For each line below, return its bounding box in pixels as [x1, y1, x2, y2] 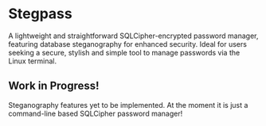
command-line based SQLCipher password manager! [8, 109, 183, 118]
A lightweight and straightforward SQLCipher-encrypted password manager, [8, 31, 259, 40]
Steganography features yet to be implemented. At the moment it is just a [8, 100, 248, 109]
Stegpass [8, 5, 73, 23]
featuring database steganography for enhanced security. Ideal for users [8, 39, 247, 48]
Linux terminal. [8, 56, 57, 66]
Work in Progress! [8, 79, 100, 93]
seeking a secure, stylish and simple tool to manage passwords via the [8, 48, 241, 57]
